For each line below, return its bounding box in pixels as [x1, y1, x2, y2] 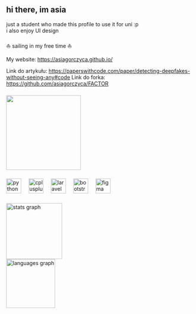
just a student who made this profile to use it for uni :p [6, 20, 139, 27]
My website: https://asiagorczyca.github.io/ [6, 56, 113, 63]
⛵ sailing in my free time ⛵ [6, 42, 73, 50]
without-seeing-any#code [6, 73, 70, 81]
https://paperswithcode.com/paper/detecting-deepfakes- [48, 67, 191, 74]
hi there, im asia [6, 5, 67, 15]
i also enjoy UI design [6, 27, 59, 34]
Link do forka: [71, 73, 105, 81]
